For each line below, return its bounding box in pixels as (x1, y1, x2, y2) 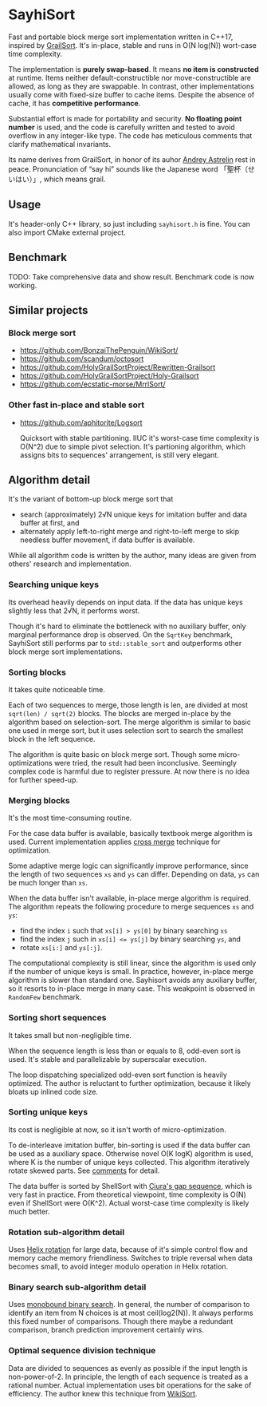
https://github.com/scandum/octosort (19, 354, 144, 364)
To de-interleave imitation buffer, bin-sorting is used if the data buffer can (8, 1140, 251, 1150)
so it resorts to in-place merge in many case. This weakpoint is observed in (8, 984, 255, 993)
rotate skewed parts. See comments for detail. (8, 1166, 160, 1175)
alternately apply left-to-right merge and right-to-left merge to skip (19, 527, 240, 537)
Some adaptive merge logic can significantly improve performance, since (8, 861, 249, 871)
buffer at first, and (19, 518, 80, 528)
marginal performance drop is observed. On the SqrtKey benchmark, (8, 629, 234, 640)
